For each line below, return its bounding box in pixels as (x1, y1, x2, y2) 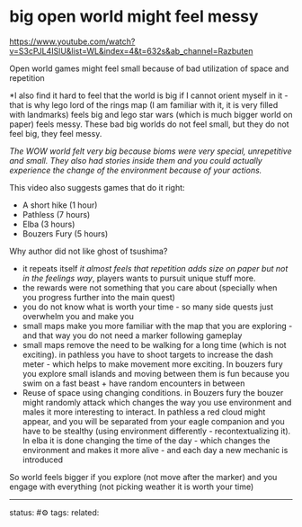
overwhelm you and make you (22, 310, 135, 321)
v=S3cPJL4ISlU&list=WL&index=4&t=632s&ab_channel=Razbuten (9, 45, 253, 56)
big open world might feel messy (9, 6, 259, 27)
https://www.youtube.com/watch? (9, 36, 136, 47)
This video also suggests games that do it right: (9, 182, 186, 192)
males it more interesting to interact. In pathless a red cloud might (22, 406, 266, 417)
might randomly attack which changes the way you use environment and (22, 397, 292, 407)
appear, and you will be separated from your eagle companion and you (22, 415, 285, 426)
